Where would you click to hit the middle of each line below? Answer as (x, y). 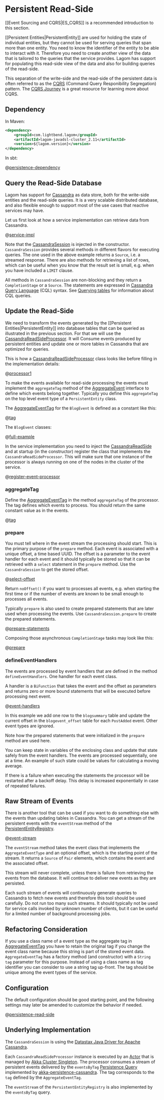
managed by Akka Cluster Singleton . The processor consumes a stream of (80, 1062)
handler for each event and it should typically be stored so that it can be (78, 559)
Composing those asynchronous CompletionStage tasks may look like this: (80, 638)
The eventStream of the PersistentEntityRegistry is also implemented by (79, 1087)
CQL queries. (18, 296)
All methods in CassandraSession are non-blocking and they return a (73, 280)
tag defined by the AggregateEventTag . (44, 1077)
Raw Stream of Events (39, 801)
